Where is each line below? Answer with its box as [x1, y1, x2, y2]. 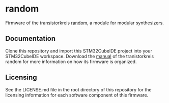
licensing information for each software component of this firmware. [5, 92, 149, 98]
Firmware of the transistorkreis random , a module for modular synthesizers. [5, 20, 164, 26]
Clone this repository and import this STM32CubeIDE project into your [5, 47, 153, 54]
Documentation [5, 34, 56, 43]
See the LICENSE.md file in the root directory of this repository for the [5, 86, 152, 92]
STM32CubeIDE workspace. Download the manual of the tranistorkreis [5, 53, 154, 59]
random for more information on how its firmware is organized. [5, 59, 137, 65]
